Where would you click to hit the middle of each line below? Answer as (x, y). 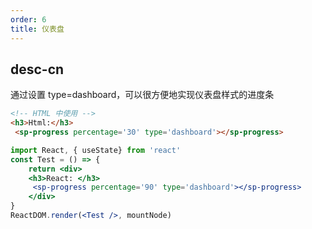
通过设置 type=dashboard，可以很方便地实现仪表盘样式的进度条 (142, 95)
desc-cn (37, 69)
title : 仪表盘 (37, 29)
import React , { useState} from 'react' (96, 150)
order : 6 (28, 19)
